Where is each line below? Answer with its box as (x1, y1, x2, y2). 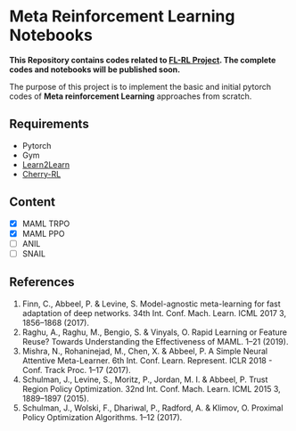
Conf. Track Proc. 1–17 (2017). (21, 364, 131, 375)
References (9, 274, 75, 290)
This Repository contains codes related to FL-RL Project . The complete (9, 54, 276, 65)
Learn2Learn (21, 159, 70, 170)
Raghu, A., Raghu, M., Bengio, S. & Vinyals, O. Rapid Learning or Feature (21, 327, 288, 337)
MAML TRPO (21, 218, 70, 229)
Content (9, 194, 56, 210)
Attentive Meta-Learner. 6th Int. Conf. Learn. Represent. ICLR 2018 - (21, 354, 273, 366)
